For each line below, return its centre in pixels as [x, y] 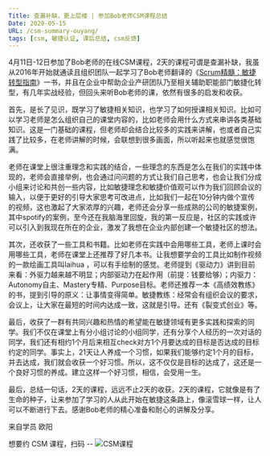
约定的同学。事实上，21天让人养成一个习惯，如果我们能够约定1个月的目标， [133, 352]
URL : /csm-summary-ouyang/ [53, 31]
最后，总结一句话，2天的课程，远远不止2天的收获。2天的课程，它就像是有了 [135, 390]
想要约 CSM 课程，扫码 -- [51, 444]
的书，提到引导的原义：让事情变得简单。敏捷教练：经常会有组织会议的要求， [135, 295]
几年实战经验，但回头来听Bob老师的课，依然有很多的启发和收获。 [138, 93]
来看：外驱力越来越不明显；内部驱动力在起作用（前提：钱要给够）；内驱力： [133, 275]
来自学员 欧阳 [31, 427]
